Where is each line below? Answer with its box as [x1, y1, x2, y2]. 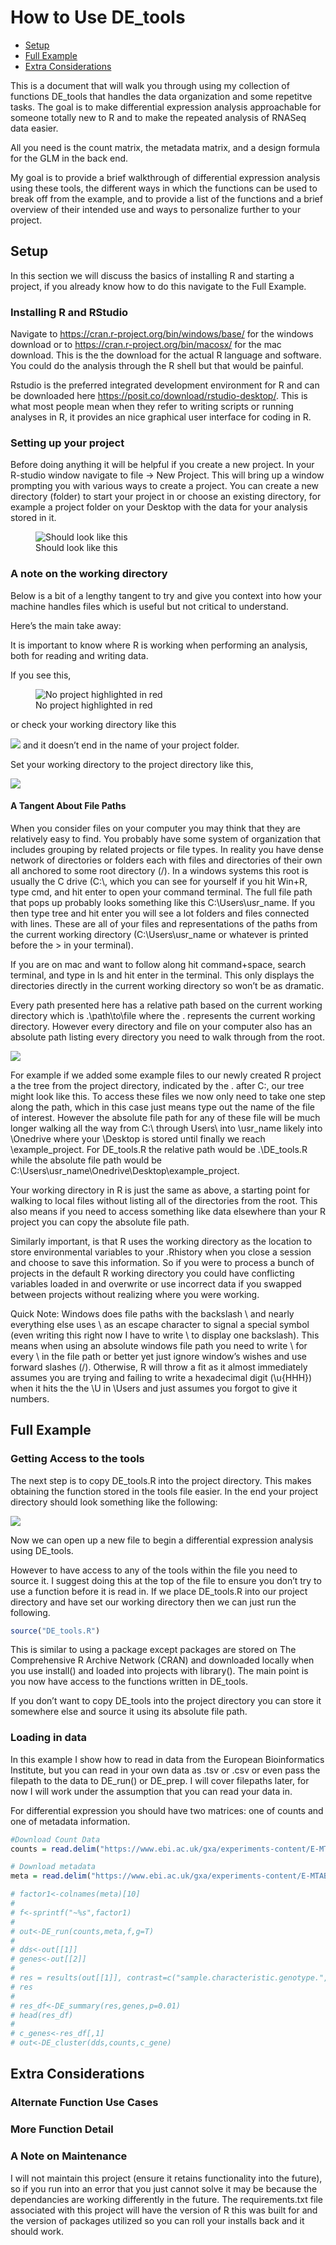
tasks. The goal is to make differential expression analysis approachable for [10, 101, 322, 113]
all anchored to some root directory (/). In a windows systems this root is [10, 864, 309, 876]
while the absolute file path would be [10, 1154, 162, 1166]
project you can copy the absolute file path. [10, 1216, 190, 1228]
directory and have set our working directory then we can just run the [10, 1596, 297, 1608]
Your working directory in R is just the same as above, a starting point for [10, 1184, 310, 1196]
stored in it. [10, 512, 57, 524]
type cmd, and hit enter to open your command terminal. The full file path [10, 886, 313, 898]
